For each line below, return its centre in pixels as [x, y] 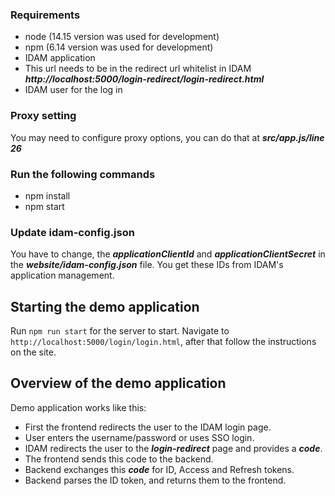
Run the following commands [83, 174]
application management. [62, 275]
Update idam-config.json [72, 232]
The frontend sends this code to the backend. [119, 459]
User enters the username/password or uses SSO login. [139, 437]
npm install [47, 195]
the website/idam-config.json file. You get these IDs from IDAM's [147, 265]
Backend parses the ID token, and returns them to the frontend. [155, 480]
